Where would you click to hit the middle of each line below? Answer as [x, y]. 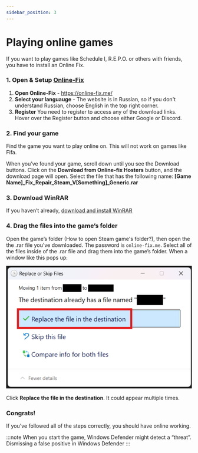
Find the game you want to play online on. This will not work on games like [96, 146]
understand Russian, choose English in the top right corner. [87, 105]
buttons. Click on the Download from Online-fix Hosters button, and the [94, 170]
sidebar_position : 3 [32, 12]
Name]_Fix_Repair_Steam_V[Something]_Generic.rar [72, 183]
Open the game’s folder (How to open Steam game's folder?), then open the [98, 239]
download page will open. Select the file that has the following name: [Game [99, 176]
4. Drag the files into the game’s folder [62, 226]
